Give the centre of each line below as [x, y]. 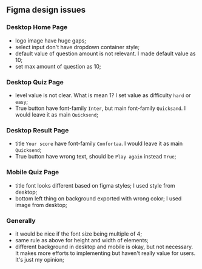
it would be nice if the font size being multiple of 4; [79, 234]
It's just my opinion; [40, 259]
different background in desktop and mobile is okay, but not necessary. [104, 247]
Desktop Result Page [38, 130]
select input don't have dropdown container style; [77, 47]
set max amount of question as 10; [58, 66]
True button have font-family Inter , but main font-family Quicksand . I [100, 108]
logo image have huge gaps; [51, 40]
